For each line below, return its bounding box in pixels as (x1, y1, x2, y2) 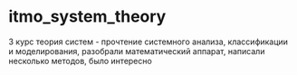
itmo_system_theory (8, 6, 167, 27)
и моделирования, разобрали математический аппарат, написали (8, 45, 265, 56)
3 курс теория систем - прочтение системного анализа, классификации (8, 36, 289, 47)
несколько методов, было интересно (8, 55, 153, 66)
